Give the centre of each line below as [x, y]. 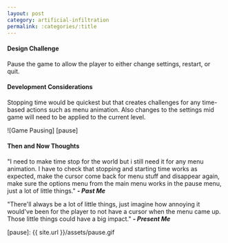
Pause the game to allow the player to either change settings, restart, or [109, 64]
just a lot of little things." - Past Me [56, 191]
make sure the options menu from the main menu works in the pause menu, [114, 183]
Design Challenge [33, 48]
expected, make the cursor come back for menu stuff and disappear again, [114, 176]
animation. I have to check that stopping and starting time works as [102, 168]
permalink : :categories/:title [52, 26]
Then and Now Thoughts [43, 146]
